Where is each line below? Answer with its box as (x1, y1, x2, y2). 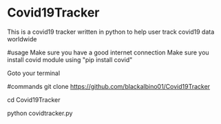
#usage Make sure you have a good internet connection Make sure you (7, 48, 209, 56)
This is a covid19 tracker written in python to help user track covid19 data (7, 28, 215, 36)
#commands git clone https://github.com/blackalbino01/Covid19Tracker (7, 82, 211, 90)
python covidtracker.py (7, 109, 73, 117)
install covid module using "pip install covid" (7, 55, 133, 63)
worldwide (7, 34, 37, 43)
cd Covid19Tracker (7, 95, 61, 104)
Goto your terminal (7, 69, 61, 77)
